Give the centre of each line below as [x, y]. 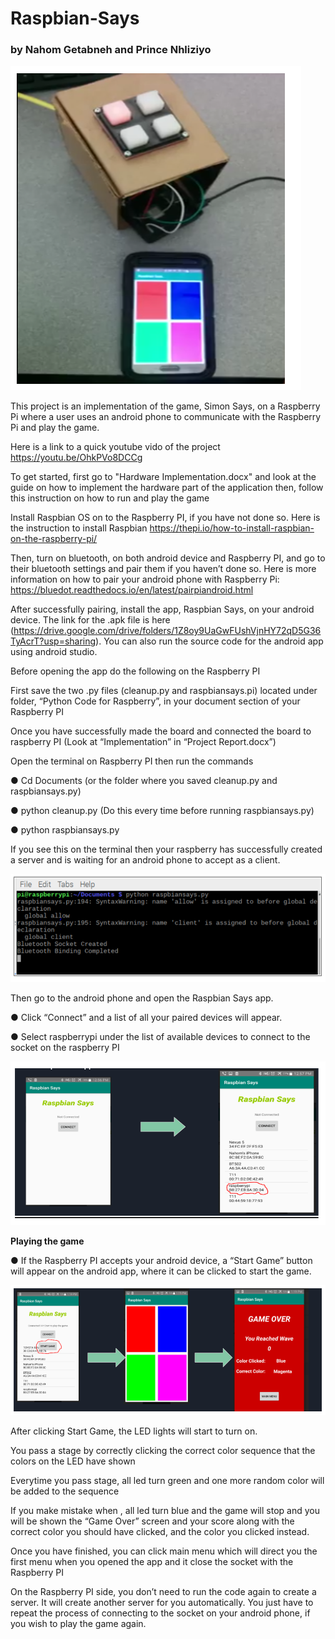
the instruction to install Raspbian [79, 528]
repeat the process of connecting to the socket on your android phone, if [160, 1613]
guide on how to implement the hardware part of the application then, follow [167, 488]
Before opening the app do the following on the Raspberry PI [135, 671]
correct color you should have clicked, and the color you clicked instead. [160, 1532]
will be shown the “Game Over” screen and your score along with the [152, 1521]
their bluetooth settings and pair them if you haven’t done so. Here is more [163, 569]
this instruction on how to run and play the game [110, 498]
